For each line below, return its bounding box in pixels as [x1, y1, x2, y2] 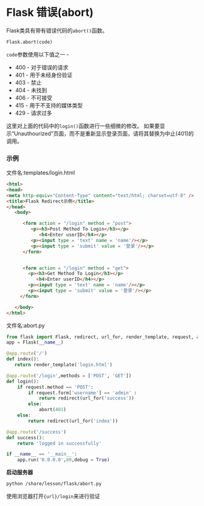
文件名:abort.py [6, 322, 46, 329]
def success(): [6, 434, 45, 441]
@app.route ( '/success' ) [6, 429, 67, 435]
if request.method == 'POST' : [17, 384, 94, 390]
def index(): [6, 356, 39, 362]
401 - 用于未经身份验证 [15, 71, 73, 78]
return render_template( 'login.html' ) [14, 362, 113, 368]
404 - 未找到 [15, 86, 47, 94]
